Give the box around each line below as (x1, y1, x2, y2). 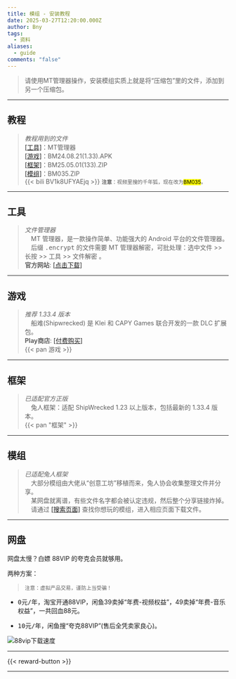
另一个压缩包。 (24, 85, 68, 93)
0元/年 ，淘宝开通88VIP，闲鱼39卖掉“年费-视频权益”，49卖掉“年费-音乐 (17, 597, 226, 606)
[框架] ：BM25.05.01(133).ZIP (24, 160, 107, 169)
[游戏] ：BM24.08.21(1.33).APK (24, 152, 112, 160)
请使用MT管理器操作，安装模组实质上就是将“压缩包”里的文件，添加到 (24, 76, 225, 84)
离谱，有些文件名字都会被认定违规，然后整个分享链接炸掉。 (55, 496, 228, 505)
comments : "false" (7, 56, 61, 63)
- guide (13, 50, 37, 57)
